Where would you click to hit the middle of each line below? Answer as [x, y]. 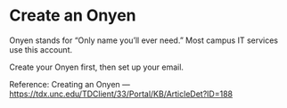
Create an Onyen [73, 16]
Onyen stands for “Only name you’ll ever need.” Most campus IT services [144, 40]
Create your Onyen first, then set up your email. [97, 67]
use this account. [41, 49]
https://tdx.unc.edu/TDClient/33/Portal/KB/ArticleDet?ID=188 [121, 94]
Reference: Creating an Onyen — [70, 84]
